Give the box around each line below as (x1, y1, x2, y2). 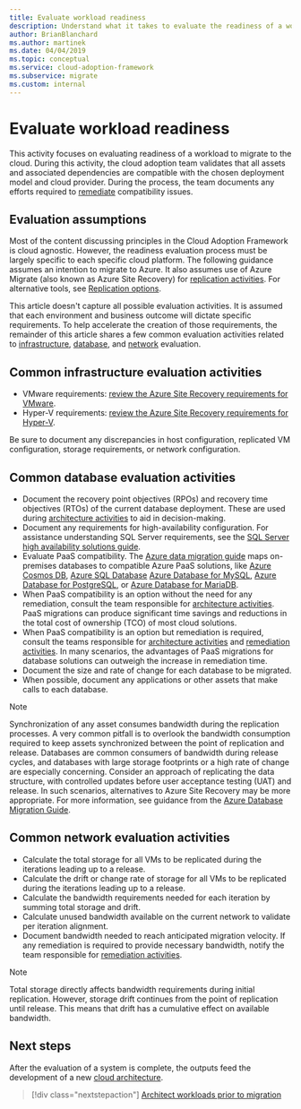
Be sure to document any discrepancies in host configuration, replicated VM (9, 434, 291, 445)
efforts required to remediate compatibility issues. (9, 185, 193, 197)
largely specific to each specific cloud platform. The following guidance (9, 254, 274, 265)
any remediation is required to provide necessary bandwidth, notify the (21, 940, 285, 950)
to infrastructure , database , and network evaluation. (9, 339, 202, 349)
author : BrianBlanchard (9, 30, 99, 39)
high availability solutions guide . (21, 541, 142, 552)
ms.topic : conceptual (9, 55, 90, 64)
